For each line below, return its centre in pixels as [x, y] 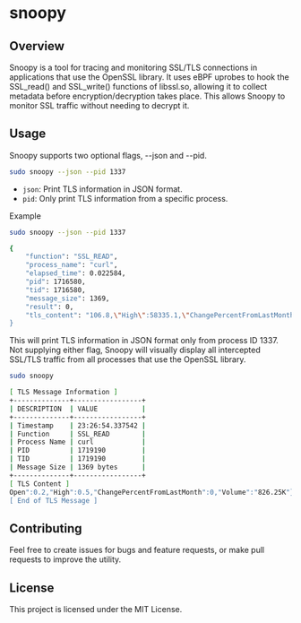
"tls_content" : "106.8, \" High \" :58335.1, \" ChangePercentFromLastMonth [160, 315]
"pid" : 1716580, [56, 282]
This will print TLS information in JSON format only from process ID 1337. [144, 341]
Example [26, 216]
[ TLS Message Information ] [64, 393]
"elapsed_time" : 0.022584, [76, 273]
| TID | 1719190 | [77, 459]
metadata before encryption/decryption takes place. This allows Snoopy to [147, 96]
